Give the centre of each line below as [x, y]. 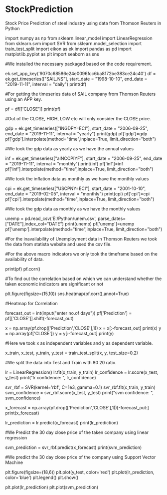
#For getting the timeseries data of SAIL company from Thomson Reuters [81, 94]
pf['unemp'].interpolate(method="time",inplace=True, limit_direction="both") [84, 229]
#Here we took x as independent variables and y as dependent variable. [79, 343]
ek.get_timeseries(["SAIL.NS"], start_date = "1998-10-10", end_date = [76, 79]
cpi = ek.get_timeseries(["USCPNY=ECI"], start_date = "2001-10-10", [76, 188]
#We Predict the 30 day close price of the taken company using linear [77, 432]
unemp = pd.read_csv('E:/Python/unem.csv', [51, 218]
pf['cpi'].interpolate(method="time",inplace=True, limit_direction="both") [80, 199]
